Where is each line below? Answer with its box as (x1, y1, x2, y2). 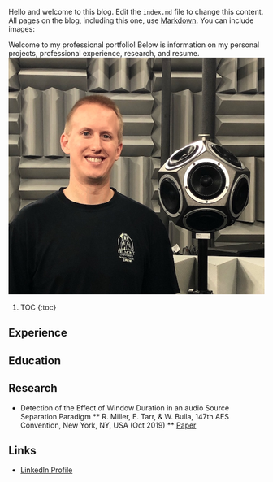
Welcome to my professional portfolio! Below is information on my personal (8, 40, 260, 50)
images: (8, 24, 35, 33)
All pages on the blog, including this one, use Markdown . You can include (8, 15, 254, 25)
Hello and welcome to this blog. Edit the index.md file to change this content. (8, 7, 264, 16)
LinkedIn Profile (19, 465, 73, 475)
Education (8, 354, 62, 367)
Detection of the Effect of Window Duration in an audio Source (19, 402, 230, 413)
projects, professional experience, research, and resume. (8, 49, 200, 58)
